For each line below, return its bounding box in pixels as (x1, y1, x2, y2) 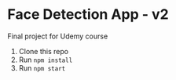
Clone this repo (18, 46, 68, 56)
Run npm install (18, 55, 73, 64)
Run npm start (18, 63, 66, 72)
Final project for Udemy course (7, 31, 108, 41)
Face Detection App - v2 (7, 5, 170, 24)
